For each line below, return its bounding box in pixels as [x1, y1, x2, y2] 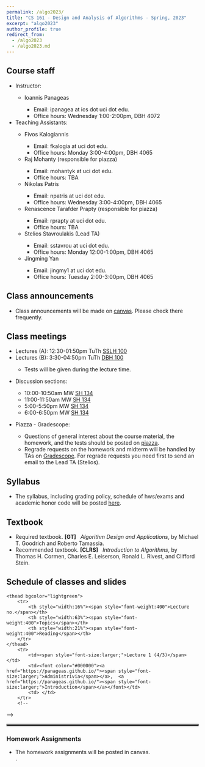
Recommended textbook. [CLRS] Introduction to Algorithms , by [15, 546, 178, 554]
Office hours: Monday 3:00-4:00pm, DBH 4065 [33, 149, 153, 156]
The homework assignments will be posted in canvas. [15, 749, 151, 756]
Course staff [6, 65, 55, 76]
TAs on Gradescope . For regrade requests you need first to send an [24, 452, 195, 459]
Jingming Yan [24, 254, 59, 262]
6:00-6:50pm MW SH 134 [24, 409, 90, 417]
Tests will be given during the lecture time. [24, 366, 131, 373]
